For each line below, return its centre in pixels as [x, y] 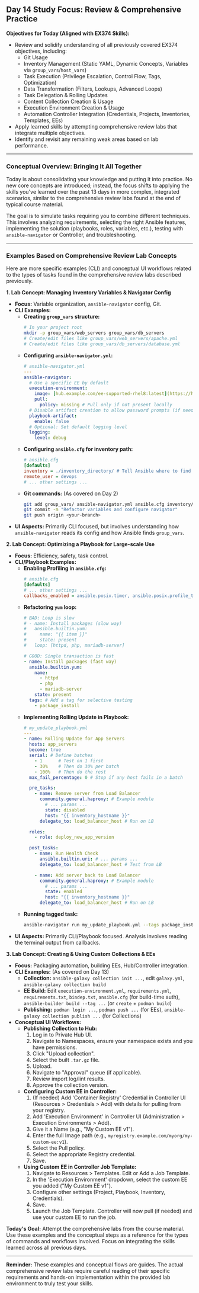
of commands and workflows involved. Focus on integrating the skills [91, 1241]
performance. [31, 145]
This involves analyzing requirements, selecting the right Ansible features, [96, 222]
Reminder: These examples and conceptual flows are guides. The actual [95, 1265]
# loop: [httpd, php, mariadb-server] [74, 646]
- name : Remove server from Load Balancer [88, 794]
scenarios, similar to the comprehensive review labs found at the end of [94, 198]
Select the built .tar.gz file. [66, 1060]
